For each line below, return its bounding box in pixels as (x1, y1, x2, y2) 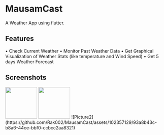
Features (5, 34, 34, 43)
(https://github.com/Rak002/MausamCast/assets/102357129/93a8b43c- (5, 119, 157, 125)
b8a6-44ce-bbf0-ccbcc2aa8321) (5, 124, 75, 130)
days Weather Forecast (5, 59, 54, 65)
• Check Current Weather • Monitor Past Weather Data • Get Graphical (5, 48, 154, 54)
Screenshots (5, 73, 47, 82)
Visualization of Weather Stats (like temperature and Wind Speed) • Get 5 (5, 53, 159, 59)
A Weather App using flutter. (5, 20, 65, 26)
